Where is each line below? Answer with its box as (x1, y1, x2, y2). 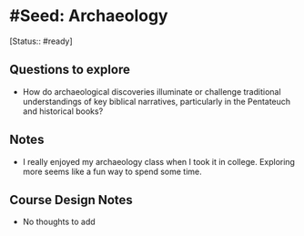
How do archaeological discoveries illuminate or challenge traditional (22, 86, 281, 97)
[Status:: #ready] (9, 36, 73, 46)
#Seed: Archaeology (9, 5, 168, 26)
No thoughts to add (22, 216, 96, 228)
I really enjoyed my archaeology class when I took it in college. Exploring (22, 156, 296, 167)
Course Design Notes (9, 192, 134, 208)
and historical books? (22, 106, 104, 117)
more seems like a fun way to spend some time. (22, 166, 202, 177)
